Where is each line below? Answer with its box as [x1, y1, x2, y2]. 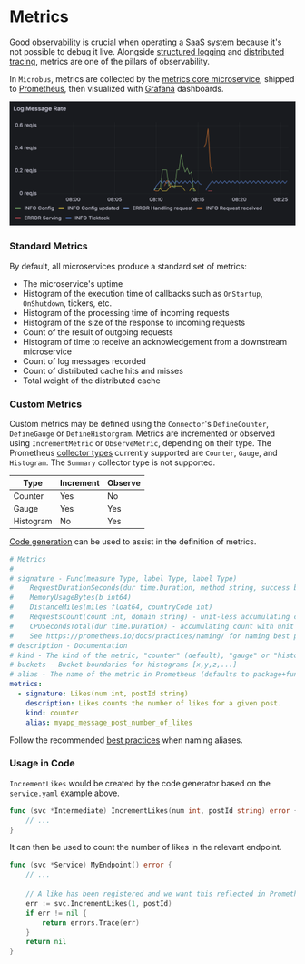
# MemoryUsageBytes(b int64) [9, 594, 132, 603]
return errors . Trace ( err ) [42, 918, 141, 928]
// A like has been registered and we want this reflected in [25, 889, 266, 898]
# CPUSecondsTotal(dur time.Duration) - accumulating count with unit [9, 622, 295, 631]
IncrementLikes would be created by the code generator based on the [9, 777, 271, 788]
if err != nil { [25, 908, 88, 918]
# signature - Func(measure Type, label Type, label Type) [9, 573, 238, 583]
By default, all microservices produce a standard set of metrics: [9, 260, 248, 271]
